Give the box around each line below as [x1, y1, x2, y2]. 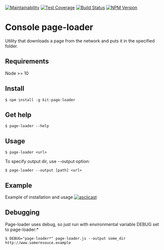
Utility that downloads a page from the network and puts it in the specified [5, 38, 155, 44]
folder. [5, 43, 18, 49]
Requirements [5, 57, 49, 66]
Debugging [5, 208, 40, 217]
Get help [5, 111, 32, 119]
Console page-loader [5, 22, 94, 33]
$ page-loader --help [5, 124, 49, 129]
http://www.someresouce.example [5, 240, 71, 245]
